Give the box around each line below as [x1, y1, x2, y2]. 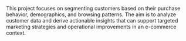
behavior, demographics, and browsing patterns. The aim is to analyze [6, 11, 177, 18]
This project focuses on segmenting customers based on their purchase [6, 5, 181, 12]
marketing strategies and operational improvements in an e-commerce [6, 23, 177, 30]
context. [6, 29, 26, 36]
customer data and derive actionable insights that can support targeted [6, 17, 178, 24]
